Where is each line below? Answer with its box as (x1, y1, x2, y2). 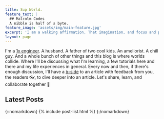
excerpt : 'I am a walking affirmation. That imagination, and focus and (5, 30, 156, 35)
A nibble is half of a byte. (9, 21, 69, 26)
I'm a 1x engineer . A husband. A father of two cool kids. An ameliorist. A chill (5, 48, 159, 54)
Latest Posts (5, 95, 44, 104)
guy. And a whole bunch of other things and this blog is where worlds (5, 53, 145, 59)
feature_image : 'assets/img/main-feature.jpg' (5, 25, 102, 30)
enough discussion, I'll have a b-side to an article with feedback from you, (5, 69, 154, 74)
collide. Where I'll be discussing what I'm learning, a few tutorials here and (5, 58, 155, 64)
